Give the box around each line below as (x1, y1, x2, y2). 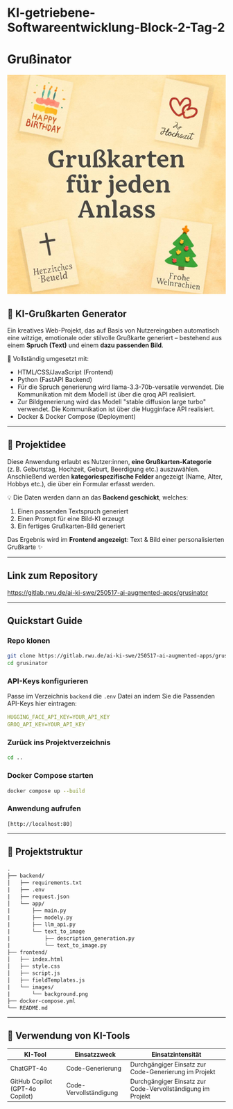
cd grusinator (7, 660, 49, 667)
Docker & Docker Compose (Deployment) (17, 412, 137, 420)
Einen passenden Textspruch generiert (17, 506, 129, 516)
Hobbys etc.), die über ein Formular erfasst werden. (7, 479, 155, 488)
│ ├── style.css (7, 962, 60, 970)
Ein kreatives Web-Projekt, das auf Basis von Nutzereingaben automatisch (7, 326, 220, 335)
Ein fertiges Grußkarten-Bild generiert (17, 522, 126, 530)
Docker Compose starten (7, 771, 94, 781)
